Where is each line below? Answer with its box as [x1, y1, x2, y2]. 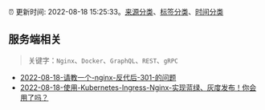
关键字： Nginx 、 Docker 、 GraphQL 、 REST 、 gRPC [27, 55, 178, 65]
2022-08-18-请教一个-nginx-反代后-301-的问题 [19, 72, 177, 82]
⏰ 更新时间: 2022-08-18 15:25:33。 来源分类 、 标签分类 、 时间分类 [8, 7, 224, 16]
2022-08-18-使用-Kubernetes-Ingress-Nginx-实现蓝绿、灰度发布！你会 [19, 83, 257, 92]
